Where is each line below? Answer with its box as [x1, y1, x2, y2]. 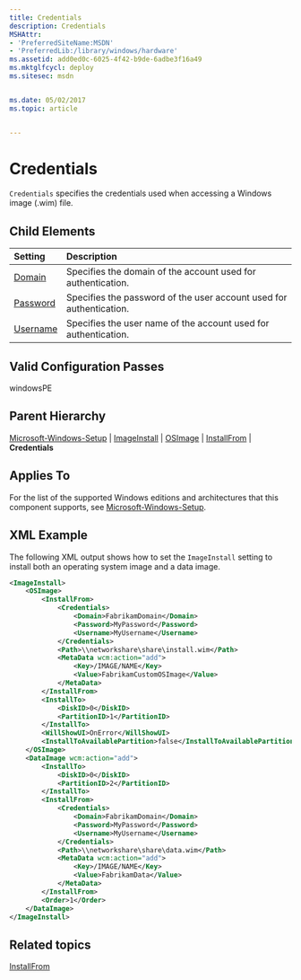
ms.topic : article [9, 104, 78, 113]
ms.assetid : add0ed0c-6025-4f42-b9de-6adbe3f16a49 [9, 55, 202, 64]
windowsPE [9, 383, 53, 393]
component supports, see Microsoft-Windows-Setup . [9, 501, 207, 512]
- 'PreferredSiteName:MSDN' [9, 38, 115, 48]
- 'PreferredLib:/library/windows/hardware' [9, 47, 178, 56]
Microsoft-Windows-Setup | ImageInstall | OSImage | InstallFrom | [9, 432, 253, 443]
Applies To [9, 468, 71, 483]
